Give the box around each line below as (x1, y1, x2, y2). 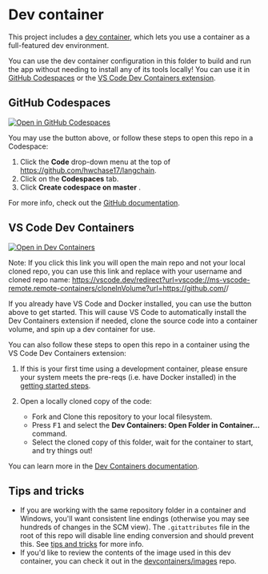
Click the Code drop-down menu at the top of (19, 157, 171, 166)
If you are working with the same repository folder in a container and (19, 505, 246, 515)
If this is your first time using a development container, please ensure (19, 364, 248, 373)
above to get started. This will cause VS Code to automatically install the (8, 307, 246, 317)
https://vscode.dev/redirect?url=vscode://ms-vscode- (71, 274, 250, 285)
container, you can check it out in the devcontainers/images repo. (19, 556, 237, 566)
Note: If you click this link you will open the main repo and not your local (8, 257, 246, 267)
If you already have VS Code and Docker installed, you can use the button (8, 298, 252, 309)
